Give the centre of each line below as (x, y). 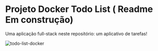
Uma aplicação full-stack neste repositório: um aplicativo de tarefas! (76, 33)
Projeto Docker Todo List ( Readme (79, 9)
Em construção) (39, 20)
